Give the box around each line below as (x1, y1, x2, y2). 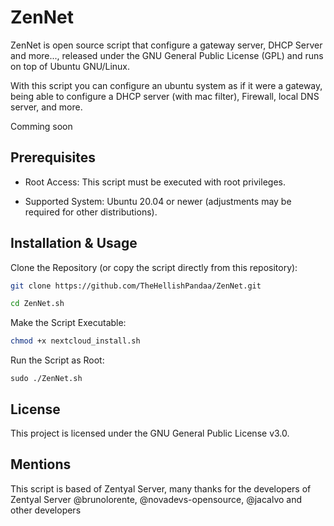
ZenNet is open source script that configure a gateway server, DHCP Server (10, 39, 323, 51)
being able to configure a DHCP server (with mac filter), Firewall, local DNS (10, 90, 320, 102)
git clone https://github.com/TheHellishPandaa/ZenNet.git (10, 281, 262, 291)
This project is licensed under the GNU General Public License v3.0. (10, 427, 290, 439)
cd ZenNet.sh (10, 299, 65, 309)
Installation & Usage (10, 235, 138, 252)
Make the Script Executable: (10, 317, 127, 329)
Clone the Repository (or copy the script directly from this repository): (10, 261, 298, 273)
